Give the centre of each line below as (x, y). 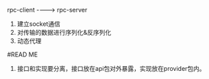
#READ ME (23, 54)
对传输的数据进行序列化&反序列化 (64, 32)
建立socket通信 (38, 24)
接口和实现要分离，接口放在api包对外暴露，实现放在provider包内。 (111, 68)
